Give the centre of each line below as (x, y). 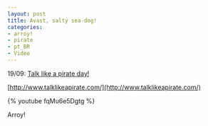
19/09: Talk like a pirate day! (48, 73)
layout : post (27, 14)
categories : (25, 27)
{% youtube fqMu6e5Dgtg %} (51, 101)
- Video (19, 54)
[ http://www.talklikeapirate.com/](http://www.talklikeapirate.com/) (104, 87)
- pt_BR (19, 47)
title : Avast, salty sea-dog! (52, 21)
